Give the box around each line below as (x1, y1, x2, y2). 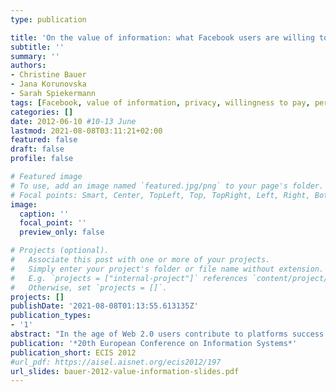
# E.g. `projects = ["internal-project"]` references (10, 273, 248, 283)
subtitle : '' (10, 42, 65, 52)
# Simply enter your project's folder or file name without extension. (10, 264, 325, 274)
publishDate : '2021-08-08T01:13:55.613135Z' (10, 301, 199, 311)
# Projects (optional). (10, 246, 110, 256)
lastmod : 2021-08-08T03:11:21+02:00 (10, 126, 163, 136)
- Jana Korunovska (10, 79, 87, 90)
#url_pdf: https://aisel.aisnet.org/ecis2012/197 (10, 357, 222, 367)
